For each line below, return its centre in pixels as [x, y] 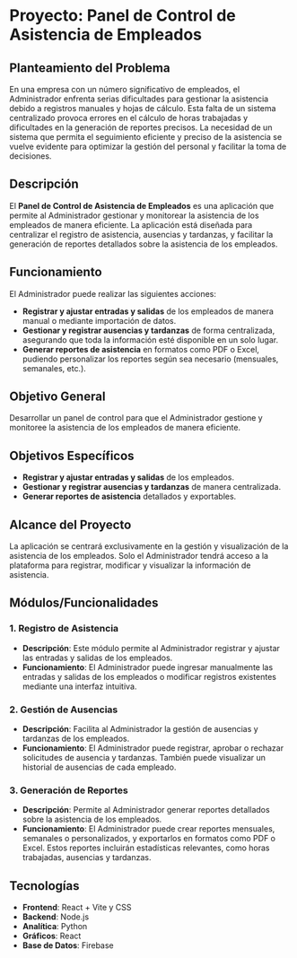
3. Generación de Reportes [69, 790]
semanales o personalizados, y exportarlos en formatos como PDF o [149, 839]
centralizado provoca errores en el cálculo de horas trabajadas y [129, 118]
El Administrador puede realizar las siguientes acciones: [113, 293]
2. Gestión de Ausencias [64, 710]
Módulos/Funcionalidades [84, 603]
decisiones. [31, 156]
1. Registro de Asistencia [64, 629]
